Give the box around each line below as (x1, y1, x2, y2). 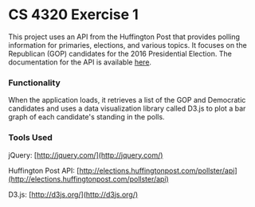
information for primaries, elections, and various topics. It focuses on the (8, 40, 247, 49)
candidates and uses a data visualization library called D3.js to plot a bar (8, 103, 246, 113)
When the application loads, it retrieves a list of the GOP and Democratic (8, 96, 246, 105)
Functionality (8, 77, 61, 88)
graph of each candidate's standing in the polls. (8, 112, 165, 122)
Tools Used (8, 132, 53, 143)
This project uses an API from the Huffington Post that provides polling (8, 32, 241, 41)
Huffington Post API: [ (8, 166, 80, 175)
